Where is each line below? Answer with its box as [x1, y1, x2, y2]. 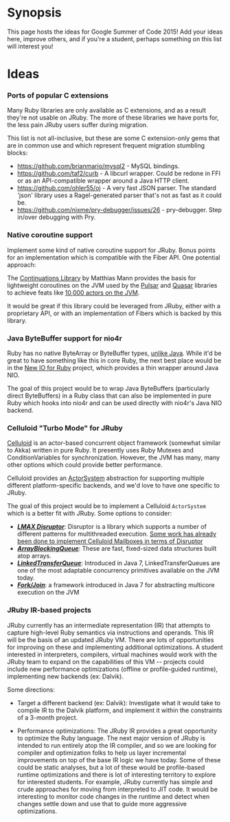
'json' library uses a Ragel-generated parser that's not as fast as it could [16, 191, 222, 200]
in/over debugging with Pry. [16, 213, 96, 221]
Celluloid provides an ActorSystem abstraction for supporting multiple [7, 474, 205, 482]
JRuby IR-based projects [7, 606, 91, 615]
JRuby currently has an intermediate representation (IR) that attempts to [7, 621, 211, 629]
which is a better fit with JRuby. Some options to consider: [7, 510, 172, 518]
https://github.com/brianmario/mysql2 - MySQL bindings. [16, 162, 180, 170]
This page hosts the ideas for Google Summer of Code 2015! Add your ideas [7, 27, 223, 36]
